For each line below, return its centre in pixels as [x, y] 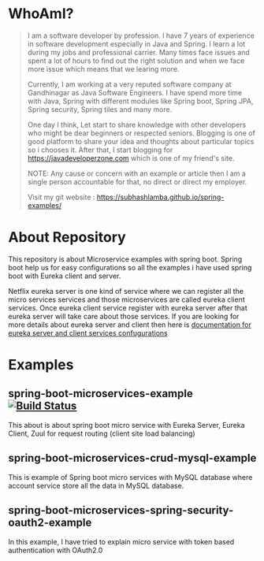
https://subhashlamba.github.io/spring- [160, 197]
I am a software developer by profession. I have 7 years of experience [141, 35]
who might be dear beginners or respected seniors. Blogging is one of [141, 133]
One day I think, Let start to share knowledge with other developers [137, 124]
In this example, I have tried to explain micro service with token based [121, 541]
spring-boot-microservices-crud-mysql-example [132, 458]
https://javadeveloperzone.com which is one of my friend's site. [131, 158]
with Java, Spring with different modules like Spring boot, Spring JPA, [140, 101]
